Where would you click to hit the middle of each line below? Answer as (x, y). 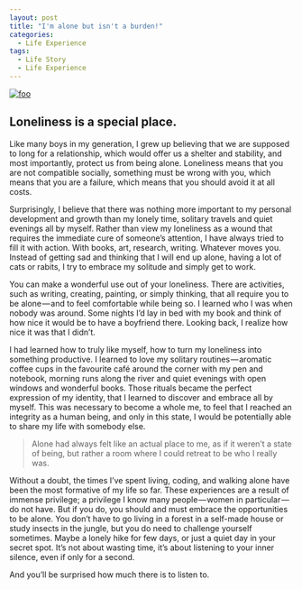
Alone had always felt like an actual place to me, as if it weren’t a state (162, 444)
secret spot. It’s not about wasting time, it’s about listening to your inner (142, 548)
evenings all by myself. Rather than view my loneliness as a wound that (141, 228)
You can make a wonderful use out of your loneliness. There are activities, (147, 284)
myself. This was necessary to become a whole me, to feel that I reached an (151, 407)
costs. (21, 191)
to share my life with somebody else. (78, 426)
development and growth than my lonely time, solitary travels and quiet (141, 218)
